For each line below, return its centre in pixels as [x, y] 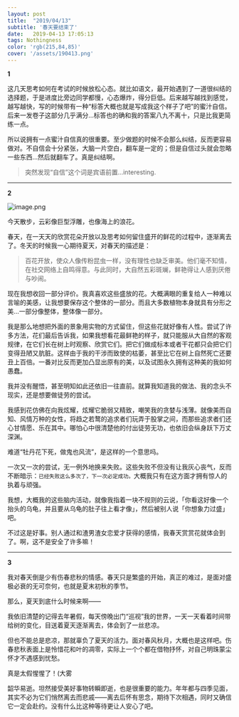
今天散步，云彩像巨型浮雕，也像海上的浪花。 [73, 221]
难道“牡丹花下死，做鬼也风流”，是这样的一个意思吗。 [85, 452]
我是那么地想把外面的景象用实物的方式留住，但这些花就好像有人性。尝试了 [116, 326]
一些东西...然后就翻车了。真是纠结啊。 [63, 156]
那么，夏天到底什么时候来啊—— [54, 601]
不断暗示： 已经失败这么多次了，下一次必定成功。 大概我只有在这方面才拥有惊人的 [117, 476]
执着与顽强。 [26, 484]
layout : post [27, 14]
